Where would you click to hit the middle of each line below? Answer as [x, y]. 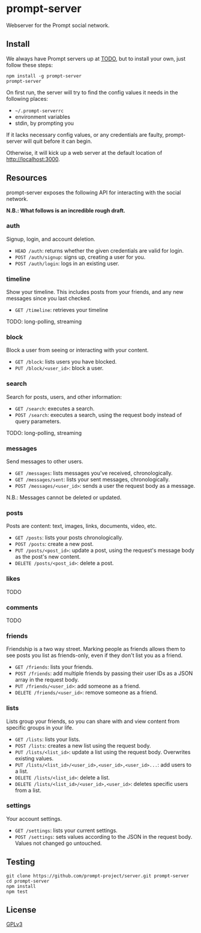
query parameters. [38, 421]
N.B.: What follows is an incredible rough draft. [66, 210]
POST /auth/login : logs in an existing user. [67, 263]
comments [22, 607]
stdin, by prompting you [44, 123]
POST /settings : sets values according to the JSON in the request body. [103, 836]
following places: [27, 98]
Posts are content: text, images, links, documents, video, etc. [82, 526]
